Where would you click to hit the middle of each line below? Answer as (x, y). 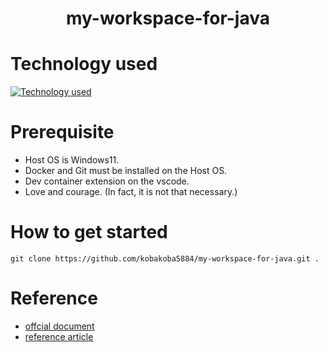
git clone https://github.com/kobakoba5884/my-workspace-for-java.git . (165, 259)
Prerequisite (62, 132)
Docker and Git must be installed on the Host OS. (126, 171)
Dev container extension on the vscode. (107, 181)
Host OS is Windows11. (72, 160)
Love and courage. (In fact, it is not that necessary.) (131, 192)
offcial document (59, 326)
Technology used (84, 64)
